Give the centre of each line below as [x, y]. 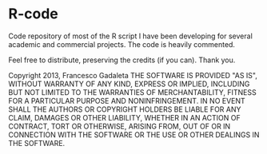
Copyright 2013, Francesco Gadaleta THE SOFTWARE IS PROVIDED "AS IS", [133, 75]
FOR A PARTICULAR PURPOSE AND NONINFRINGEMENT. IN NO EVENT [127, 101]
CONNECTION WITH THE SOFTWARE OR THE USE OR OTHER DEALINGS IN [134, 134]
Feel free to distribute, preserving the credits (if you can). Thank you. [122, 60]
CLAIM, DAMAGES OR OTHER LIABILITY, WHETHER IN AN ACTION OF [125, 117]
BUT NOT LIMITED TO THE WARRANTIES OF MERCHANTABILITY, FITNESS [133, 92]
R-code [33, 14]
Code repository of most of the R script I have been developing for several [131, 36]
